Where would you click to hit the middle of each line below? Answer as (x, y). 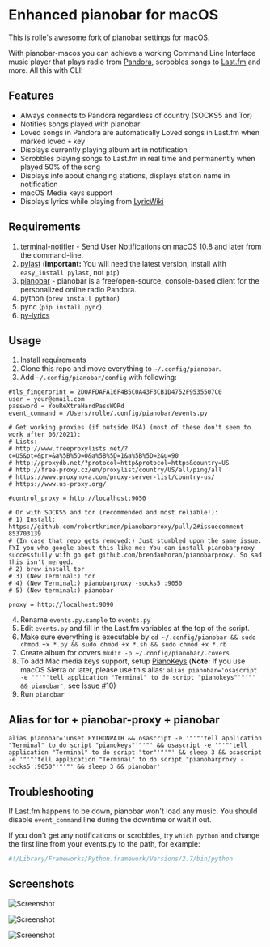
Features (31, 96)
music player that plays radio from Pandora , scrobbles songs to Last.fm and (135, 62)
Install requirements (53, 360)
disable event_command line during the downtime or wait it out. (110, 819)
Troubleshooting (51, 791)
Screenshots (41, 884)
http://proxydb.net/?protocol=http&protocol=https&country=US (122, 463)
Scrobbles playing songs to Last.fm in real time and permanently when (137, 158)
